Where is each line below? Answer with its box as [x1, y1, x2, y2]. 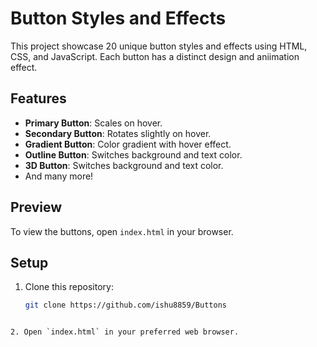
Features [10, 90, 67, 107]
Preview [10, 199, 63, 216]
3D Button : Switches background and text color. [24, 159, 224, 171]
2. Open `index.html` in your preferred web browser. [10, 327, 240, 337]
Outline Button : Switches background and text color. [24, 148, 243, 161]
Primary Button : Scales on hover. [24, 117, 163, 129]
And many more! [24, 170, 94, 182]
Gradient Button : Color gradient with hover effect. [24, 138, 232, 150]
